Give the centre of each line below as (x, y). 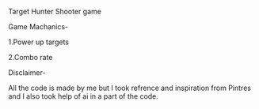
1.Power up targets (39, 42)
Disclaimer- (27, 73)
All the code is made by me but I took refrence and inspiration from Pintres (130, 88)
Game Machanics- (38, 26)
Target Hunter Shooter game (55, 11)
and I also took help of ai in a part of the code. (83, 96)
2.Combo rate (30, 57)
